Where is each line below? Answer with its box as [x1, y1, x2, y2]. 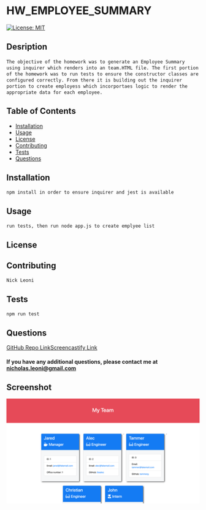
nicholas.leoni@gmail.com [6, 364, 77, 372]
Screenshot [6, 382, 52, 392]
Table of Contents [6, 106, 77, 116]
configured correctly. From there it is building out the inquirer [6, 77, 183, 83]
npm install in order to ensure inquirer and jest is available [6, 189, 174, 196]
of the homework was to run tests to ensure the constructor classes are [6, 71, 199, 77]
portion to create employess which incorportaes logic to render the [6, 83, 188, 89]
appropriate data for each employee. [6, 89, 103, 96]
